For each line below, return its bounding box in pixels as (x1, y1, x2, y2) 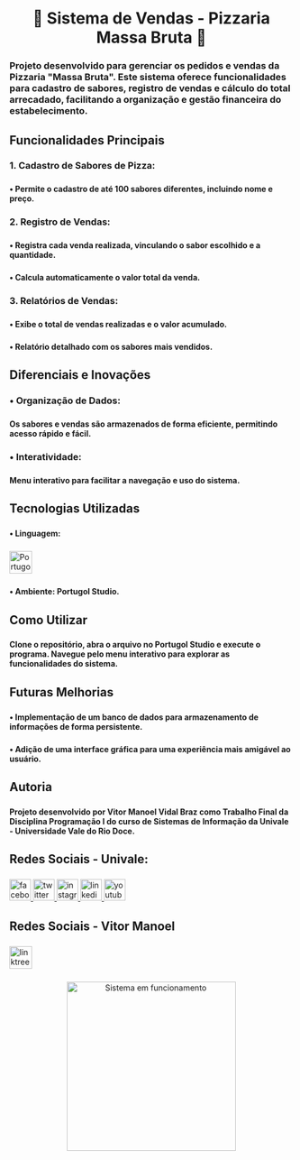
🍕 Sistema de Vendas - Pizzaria (32, 8, 270, 29)
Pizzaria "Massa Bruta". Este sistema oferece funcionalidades (9, 71, 286, 84)
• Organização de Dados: (9, 394, 122, 407)
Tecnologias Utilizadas (9, 501, 141, 517)
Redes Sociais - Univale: (9, 852, 149, 867)
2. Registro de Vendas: (9, 216, 111, 228)
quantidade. (9, 250, 57, 261)
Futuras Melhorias (9, 685, 114, 700)
